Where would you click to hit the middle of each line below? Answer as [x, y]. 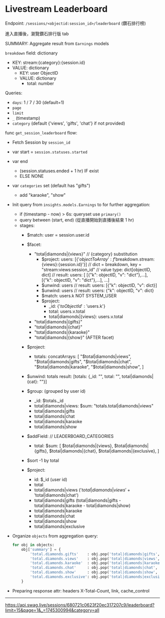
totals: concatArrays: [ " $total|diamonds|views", [83, 356]
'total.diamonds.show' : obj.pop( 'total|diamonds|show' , [94, 572]
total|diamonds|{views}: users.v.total [86, 316]
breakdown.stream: [135, 259]
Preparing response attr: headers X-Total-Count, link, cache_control [81, 591]
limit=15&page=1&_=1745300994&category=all [52, 610]
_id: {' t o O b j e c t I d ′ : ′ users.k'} [77, 306]
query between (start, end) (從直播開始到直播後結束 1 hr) [77, 220]
